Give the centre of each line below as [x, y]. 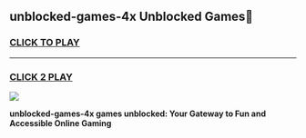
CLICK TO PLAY [45, 43]
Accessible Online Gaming [61, 123]
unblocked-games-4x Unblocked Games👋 [131, 17]
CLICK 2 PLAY [41, 76]
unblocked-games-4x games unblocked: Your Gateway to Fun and [138, 113]
